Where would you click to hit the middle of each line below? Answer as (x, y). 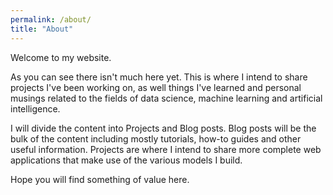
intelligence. (35, 108)
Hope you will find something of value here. (100, 179)
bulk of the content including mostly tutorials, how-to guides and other (156, 138)
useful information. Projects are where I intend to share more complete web (166, 149)
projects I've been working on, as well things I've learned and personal (156, 87)
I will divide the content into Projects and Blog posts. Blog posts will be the (163, 128)
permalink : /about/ (51, 19)
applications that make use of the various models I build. (126, 160)
